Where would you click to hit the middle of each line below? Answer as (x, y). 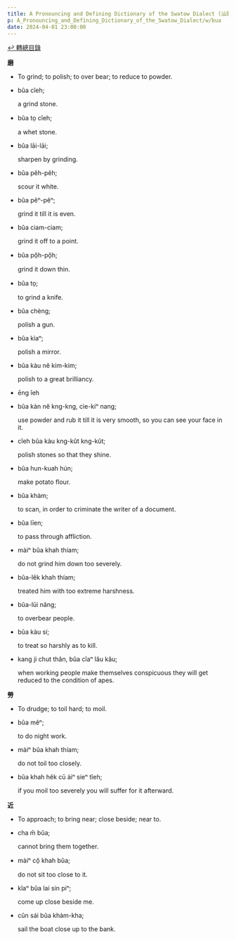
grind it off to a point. (48, 241)
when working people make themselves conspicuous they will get (113, 673)
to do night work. (42, 736)
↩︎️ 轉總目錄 (24, 48)
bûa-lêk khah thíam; (46, 577)
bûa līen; (30, 523)
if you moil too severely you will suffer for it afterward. (96, 791)
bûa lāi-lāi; (33, 146)
